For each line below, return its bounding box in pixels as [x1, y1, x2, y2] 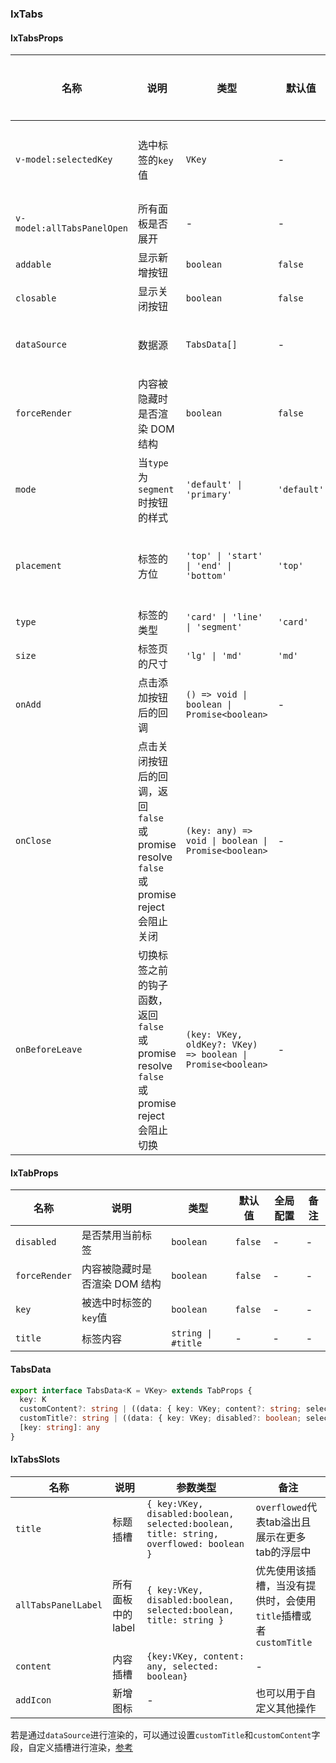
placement [15, 560, 62, 572]
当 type [138, 456, 169, 470]
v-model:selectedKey [15, 154, 113, 166]
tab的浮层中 [255, 1545, 312, 1559]
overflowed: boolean [146, 1538, 245, 1549]
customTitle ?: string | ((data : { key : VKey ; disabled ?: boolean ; [19, 1413, 302, 1424]
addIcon [15, 1694, 52, 1706]
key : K [19, 1395, 47, 1405]
